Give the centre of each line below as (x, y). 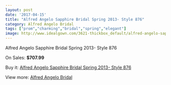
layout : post (19, 10)
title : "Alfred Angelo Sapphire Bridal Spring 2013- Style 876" (75, 19)
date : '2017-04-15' (26, 15)
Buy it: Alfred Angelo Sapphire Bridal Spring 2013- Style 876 (68, 67)
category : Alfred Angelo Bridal (39, 24)
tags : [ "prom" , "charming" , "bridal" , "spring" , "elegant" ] (66, 29)
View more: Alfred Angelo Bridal (39, 77)
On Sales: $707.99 (25, 58)
